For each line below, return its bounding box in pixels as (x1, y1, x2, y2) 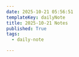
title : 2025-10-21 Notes (6, 20, 68, 26)
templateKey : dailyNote (6, 14, 66, 20)
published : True (6, 25, 47, 32)
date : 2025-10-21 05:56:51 (6, 8, 74, 15)
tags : (6, 31, 20, 37)
